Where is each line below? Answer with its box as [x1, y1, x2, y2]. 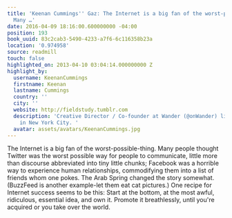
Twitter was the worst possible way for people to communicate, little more [7, 152, 217, 160]
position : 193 [7, 29, 48, 37]
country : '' [13, 94, 48, 101]
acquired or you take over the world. [7, 203, 110, 211]
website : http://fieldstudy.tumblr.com [13, 106, 128, 113]
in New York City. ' [19, 119, 79, 126]
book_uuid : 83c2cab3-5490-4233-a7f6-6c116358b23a [7, 36, 153, 43]
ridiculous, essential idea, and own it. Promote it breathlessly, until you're [7, 196, 215, 204]
